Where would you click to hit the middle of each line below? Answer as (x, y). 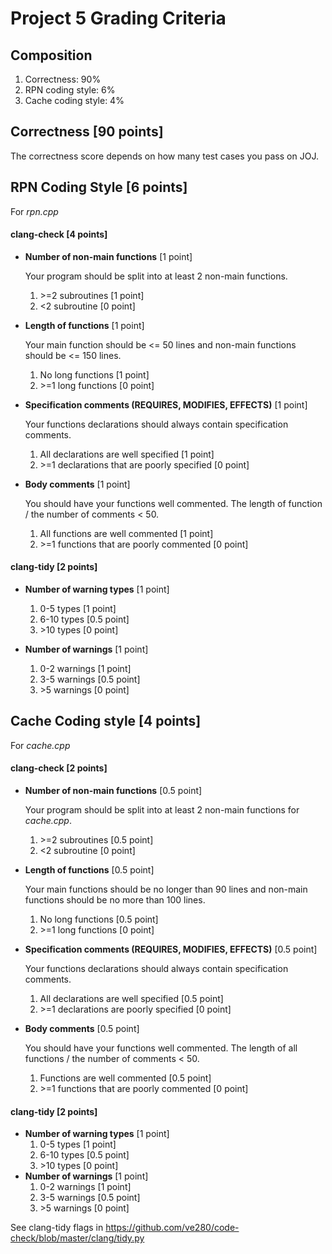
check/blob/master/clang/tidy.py (77, 1238)
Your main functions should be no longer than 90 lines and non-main (166, 889)
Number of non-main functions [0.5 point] (113, 791)
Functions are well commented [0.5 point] (125, 1078)
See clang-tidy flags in (57, 1228)
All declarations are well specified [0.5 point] (131, 999)
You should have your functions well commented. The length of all (161, 1048)
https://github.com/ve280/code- (172, 1228)
